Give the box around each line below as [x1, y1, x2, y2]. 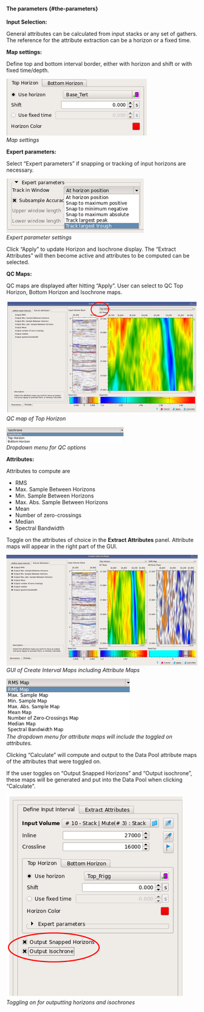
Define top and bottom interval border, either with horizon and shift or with [6, 60, 192, 68]
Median [15, 518, 35, 525]
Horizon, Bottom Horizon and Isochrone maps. [6, 289, 123, 296]
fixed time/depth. [6, 67, 50, 74]
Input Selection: [6, 18, 47, 26]
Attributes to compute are [6, 467, 71, 474]
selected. [6, 259, 30, 266]
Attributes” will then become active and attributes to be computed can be [6, 252, 190, 259]
